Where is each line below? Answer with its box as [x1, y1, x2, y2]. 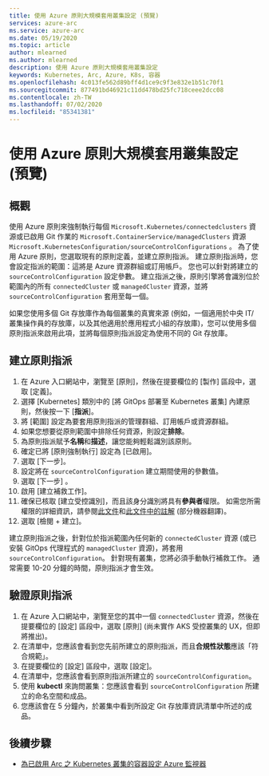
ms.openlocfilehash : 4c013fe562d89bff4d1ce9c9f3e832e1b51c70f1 [9, 78, 224, 86]
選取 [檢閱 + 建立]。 [20, 516, 86, 526]
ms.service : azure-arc [9, 26, 85, 34]
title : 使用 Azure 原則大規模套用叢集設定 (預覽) [9, 11, 160, 20]
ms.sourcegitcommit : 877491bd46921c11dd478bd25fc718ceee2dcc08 [9, 85, 224, 94]
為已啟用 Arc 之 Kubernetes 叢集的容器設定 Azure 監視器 [20, 759, 207, 769]
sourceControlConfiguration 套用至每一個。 [9, 292, 154, 301]
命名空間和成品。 [34, 691, 91, 700]
